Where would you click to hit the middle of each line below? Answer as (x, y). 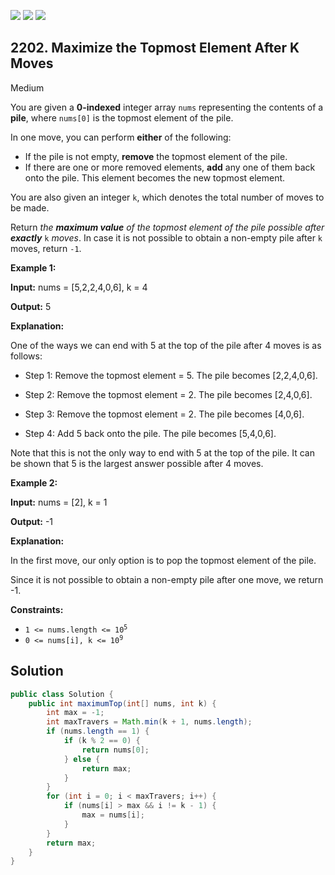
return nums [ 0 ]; (115, 750)
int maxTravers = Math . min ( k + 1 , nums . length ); (149, 722)
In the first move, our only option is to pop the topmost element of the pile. (163, 560)
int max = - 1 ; (75, 713)
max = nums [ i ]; (113, 815)
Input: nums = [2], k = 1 (59, 502)
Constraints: (37, 609)
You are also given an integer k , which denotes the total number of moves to (167, 197)
